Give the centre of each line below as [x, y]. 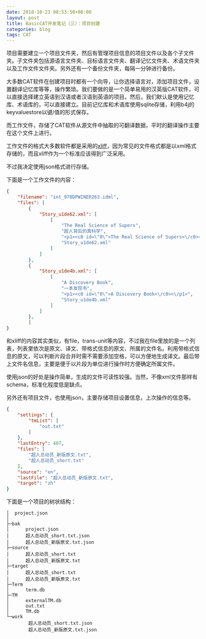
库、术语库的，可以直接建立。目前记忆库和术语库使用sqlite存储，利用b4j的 [101, 104]
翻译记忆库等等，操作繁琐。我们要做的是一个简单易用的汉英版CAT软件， [103, 89]
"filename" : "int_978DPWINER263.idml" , [68, 197]
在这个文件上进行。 [31, 133]
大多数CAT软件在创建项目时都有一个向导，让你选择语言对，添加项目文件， [100, 82]
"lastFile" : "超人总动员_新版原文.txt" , [65, 478]
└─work [15, 617]
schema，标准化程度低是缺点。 [46, 385]
